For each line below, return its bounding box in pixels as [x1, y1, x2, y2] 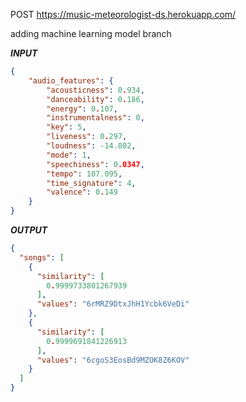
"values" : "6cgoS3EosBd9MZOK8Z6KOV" [36, 355, 190, 365]
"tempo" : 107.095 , [46, 169, 123, 179]
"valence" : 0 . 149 [46, 187, 118, 198]
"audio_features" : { [28, 75, 114, 86]
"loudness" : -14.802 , [46, 141, 137, 151]
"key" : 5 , [46, 122, 87, 133]
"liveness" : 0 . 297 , [46, 132, 128, 142]
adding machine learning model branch [10, 28, 172, 39]
